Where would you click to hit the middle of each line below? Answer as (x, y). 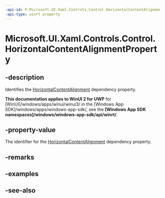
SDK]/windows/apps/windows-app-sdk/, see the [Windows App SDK (76, 109)
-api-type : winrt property (33, 14)
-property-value (30, 130)
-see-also (20, 190)
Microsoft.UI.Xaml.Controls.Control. (81, 39)
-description (25, 77)
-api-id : (14, 10)
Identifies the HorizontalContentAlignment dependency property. (71, 89)
